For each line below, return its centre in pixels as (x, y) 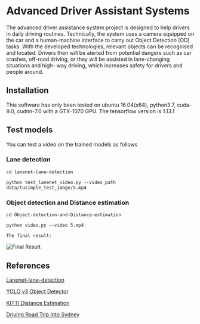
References (28, 265)
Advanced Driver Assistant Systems (98, 11)
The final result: (29, 236)
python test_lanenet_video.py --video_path (61, 182)
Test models (30, 130)
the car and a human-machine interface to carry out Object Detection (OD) (98, 40)
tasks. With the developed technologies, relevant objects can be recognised (100, 46)
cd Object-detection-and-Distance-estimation (64, 215)
